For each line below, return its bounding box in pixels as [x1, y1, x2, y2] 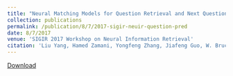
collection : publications [7, 17, 82, 23]
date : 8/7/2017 [7, 29, 51, 37]
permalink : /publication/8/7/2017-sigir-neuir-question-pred [7, 23, 188, 30]
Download [7, 61, 37, 69]
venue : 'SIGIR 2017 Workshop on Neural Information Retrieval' [7, 36, 194, 43]
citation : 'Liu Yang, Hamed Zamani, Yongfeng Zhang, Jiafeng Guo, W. [7, 42, 213, 49]
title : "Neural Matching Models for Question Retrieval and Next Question [7, 10, 228, 17]
